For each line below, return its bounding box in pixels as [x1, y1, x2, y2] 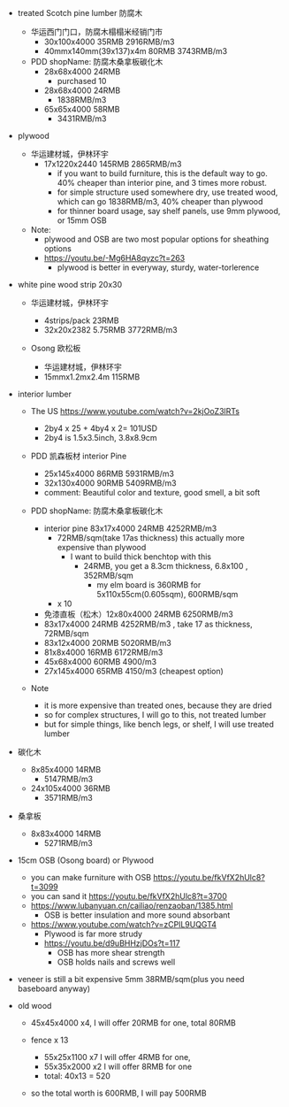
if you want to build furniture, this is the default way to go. [57, 168, 268, 179]
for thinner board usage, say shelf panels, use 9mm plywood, [57, 206, 281, 216]
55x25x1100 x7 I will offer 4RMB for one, [43, 1052, 192, 1062]
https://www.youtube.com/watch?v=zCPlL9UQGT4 [30, 919, 217, 929]
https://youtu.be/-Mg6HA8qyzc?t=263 [43, 253, 186, 263]
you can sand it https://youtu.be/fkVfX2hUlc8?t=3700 [30, 891, 227, 901]
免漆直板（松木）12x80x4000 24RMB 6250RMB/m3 [43, 609, 234, 619]
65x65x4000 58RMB [43, 104, 120, 114]
